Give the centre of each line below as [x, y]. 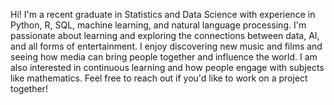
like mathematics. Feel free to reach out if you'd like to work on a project [159, 78]
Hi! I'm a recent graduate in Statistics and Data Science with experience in [163, 14]
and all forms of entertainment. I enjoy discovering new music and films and [166, 46]
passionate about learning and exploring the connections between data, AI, [165, 35]
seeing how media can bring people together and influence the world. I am [164, 57]
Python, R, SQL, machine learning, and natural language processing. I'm [158, 25]
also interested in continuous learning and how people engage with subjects [167, 67]
